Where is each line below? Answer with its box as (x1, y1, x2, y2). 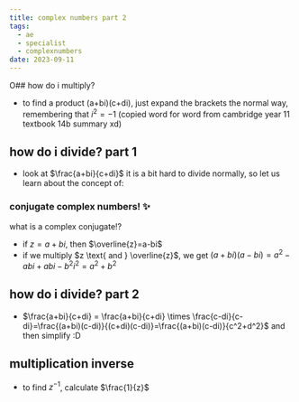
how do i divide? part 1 (9, 145, 138, 160)
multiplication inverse (9, 356, 135, 371)
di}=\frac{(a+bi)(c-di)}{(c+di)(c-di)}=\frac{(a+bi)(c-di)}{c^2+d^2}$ (22, 320, 269, 331)
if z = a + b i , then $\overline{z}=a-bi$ (22, 238, 163, 249)
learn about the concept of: (22, 178, 124, 189)
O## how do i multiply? (9, 80, 95, 90)
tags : (9, 22, 30, 31)
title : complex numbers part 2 (9, 13, 127, 23)
